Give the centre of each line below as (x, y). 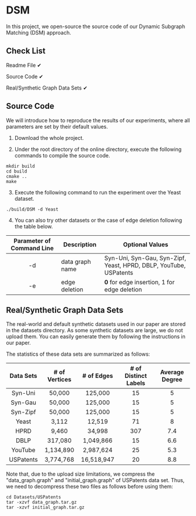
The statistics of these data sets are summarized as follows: (78, 354)
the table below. (34, 226)
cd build (17, 171)
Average (172, 372)
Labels (136, 383)
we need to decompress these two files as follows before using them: (90, 487)
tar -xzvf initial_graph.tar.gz (45, 508)
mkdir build (20, 166)
